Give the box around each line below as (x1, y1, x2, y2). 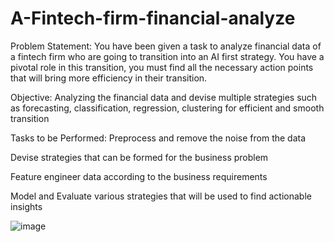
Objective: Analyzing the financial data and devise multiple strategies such (10, 91, 318, 103)
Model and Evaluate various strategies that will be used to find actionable (10, 190, 312, 202)
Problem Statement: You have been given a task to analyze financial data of (10, 40, 322, 52)
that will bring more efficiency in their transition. (10, 72, 208, 84)
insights (10, 200, 43, 212)
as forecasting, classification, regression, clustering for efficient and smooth (10, 102, 325, 114)
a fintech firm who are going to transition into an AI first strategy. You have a (10, 50, 325, 62)
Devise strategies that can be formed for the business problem (10, 151, 269, 163)
